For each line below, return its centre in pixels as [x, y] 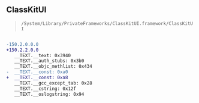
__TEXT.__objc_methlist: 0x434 [53, 67]
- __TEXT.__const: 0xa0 [37, 72]
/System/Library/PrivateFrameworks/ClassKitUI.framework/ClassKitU [107, 23]
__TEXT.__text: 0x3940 [42, 55]
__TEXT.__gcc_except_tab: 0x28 [53, 83]
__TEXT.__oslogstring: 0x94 [49, 94]
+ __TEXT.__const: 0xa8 [37, 78]
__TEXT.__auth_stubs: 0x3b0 [49, 61]
